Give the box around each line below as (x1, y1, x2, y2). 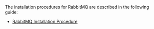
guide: (5, 9, 18, 15)
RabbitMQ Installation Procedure (12, 19, 78, 24)
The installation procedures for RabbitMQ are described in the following (5, 4, 149, 10)
